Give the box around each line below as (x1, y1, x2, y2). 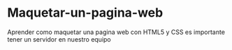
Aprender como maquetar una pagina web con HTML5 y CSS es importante (7, 28, 226, 36)
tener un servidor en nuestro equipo (7, 35, 112, 43)
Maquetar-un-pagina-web (7, 5, 164, 21)
